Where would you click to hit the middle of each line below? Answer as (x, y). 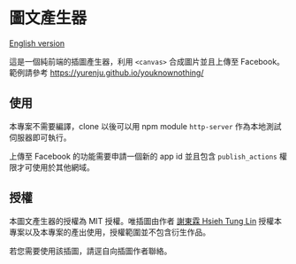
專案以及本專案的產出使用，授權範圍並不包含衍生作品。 (110, 232)
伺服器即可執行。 (40, 137)
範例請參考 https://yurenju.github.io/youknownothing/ (106, 73)
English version (37, 43)
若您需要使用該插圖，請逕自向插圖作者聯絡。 (91, 251)
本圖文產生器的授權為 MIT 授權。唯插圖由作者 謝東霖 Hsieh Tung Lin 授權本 (146, 221)
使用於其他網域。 (63, 167)
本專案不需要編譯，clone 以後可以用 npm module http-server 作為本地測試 (145, 126)
